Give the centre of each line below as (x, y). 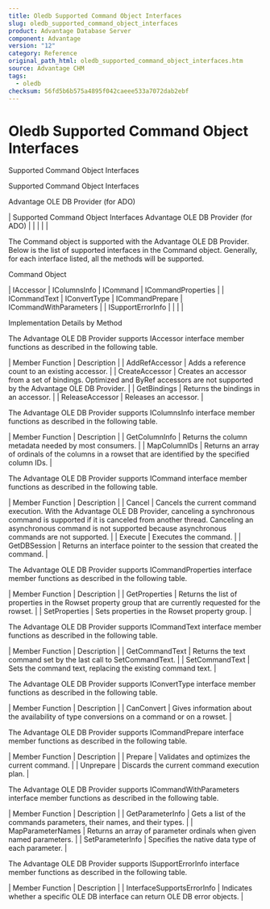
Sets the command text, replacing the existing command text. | (112, 668)
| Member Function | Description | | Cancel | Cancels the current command (132, 503)
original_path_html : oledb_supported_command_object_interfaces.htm (126, 61)
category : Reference (43, 53)
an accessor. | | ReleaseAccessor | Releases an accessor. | (106, 398)
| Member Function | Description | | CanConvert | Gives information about (130, 709)
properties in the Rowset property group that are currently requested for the (134, 603)
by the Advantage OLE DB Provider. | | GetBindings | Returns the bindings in (134, 389)
